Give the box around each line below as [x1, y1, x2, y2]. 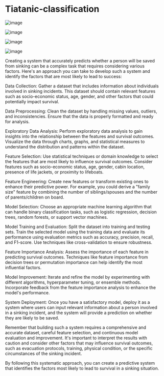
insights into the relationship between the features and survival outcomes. [5, 133, 155, 139]
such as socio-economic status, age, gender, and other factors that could [5, 93, 154, 99]
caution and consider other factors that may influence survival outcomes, [5, 340, 153, 346]
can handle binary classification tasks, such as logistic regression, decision [5, 209, 157, 215]
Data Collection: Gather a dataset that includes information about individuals [5, 83, 159, 89]
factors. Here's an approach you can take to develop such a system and [5, 68, 150, 74]
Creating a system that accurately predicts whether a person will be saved [5, 58, 155, 63]
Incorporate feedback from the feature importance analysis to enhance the [5, 284, 156, 290]
